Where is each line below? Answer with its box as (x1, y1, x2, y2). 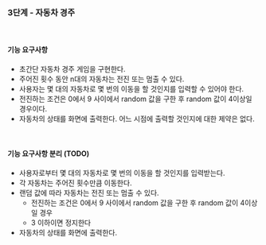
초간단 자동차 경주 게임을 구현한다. (18, 64, 126, 73)
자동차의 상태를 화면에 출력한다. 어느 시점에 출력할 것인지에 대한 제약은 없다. (18, 114, 256, 123)
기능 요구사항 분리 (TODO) (7, 149, 90, 158)
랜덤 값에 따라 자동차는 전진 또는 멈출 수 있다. (18, 188, 160, 197)
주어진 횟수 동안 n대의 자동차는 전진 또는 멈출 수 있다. (18, 74, 185, 84)
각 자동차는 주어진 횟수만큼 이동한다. (18, 177, 132, 188)
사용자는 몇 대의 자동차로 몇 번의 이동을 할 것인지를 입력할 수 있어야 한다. (18, 84, 244, 93)
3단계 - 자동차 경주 (7, 6, 76, 17)
